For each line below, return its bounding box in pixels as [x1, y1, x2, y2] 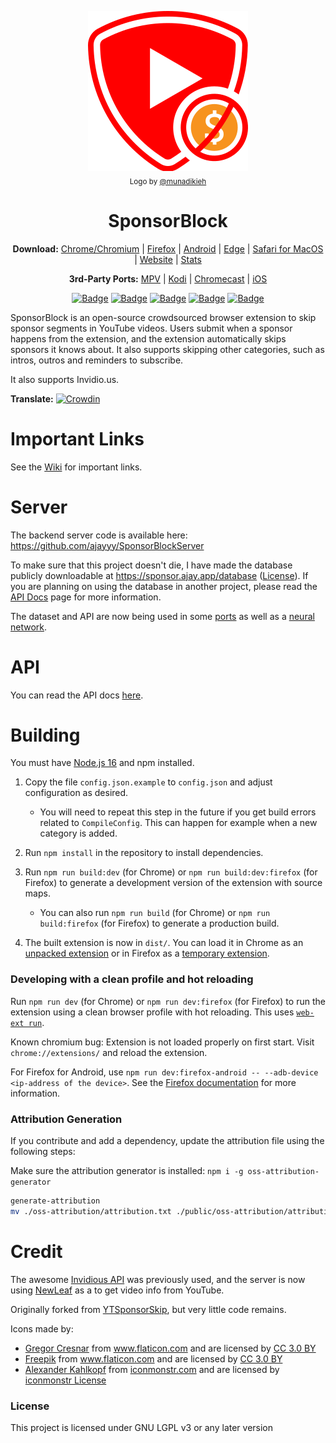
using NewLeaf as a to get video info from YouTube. [10, 1284, 225, 1296]
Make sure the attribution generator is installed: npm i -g [10, 1165, 244, 1177]
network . [10, 621, 48, 633]
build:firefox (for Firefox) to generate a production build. [39, 917, 280, 930]
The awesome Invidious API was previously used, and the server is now [10, 1273, 306, 1285]
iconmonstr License [24, 1374, 107, 1386]
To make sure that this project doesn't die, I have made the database [10, 559, 293, 571]
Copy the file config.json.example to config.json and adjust [24, 776, 273, 788]
